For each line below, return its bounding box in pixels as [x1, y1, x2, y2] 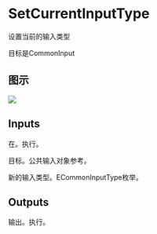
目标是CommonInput [8, 48, 75, 57]
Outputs [8, 196, 49, 209]
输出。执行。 [8, 218, 49, 227]
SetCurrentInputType [8, 5, 150, 23]
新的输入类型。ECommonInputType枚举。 [8, 172, 143, 181]
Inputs [8, 117, 41, 130]
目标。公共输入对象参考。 [8, 155, 91, 165]
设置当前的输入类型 [8, 31, 71, 41]
